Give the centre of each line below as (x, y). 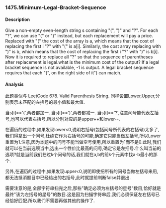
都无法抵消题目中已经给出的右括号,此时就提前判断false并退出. (68, 178)
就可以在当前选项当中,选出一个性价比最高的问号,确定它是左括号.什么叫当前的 (83, 148)
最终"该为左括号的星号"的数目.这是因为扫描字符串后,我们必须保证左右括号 (80, 195)
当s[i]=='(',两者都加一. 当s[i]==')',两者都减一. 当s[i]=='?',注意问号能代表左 (80, 113)
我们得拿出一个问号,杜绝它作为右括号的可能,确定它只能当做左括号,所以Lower (83, 136)
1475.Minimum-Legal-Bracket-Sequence (56, 7)
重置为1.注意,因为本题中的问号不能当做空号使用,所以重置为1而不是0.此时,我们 (83, 142)
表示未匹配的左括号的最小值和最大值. (47, 102)
